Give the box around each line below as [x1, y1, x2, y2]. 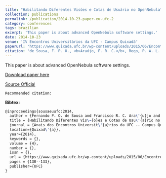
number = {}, [9, 145, 37, 150]
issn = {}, [9, 150, 32, 155]
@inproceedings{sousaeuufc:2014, [5, 109, 74, 114]
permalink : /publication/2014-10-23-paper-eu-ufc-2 [5, 16, 114, 21]
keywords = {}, [9, 136, 41, 141]
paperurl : [5, 44, 26, 49]
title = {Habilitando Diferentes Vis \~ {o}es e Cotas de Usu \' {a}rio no [9, 118, 161, 123]
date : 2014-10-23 [5, 35, 41, 40]
